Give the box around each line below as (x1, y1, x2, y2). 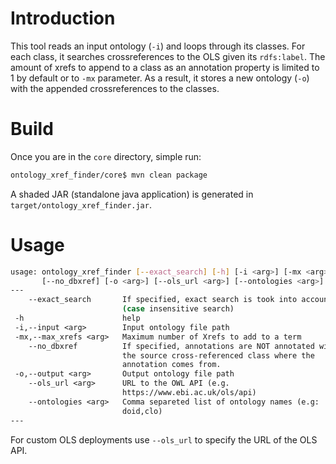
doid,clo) (121, 406, 163, 416)
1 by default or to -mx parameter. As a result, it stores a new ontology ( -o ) (10, 72, 310, 84)
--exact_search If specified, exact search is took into (28, 295, 298, 305)
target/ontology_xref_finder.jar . (10, 198, 152, 211)
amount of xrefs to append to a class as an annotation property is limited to (10, 61, 320, 73)
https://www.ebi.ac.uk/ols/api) (121, 388, 257, 398)
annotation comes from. (121, 360, 222, 370)
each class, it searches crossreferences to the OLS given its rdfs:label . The (10, 50, 326, 62)
